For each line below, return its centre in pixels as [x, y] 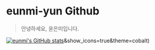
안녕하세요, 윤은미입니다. [50, 28]
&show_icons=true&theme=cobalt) [107, 40]
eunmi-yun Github [53, 11]
